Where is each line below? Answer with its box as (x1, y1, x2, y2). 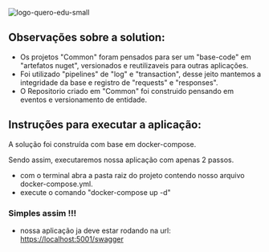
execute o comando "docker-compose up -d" (19, 187, 171, 197)
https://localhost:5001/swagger (19, 234, 124, 244)
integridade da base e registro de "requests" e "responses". (19, 77, 218, 87)
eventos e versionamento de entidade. (19, 95, 148, 104)
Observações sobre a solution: (8, 30, 165, 44)
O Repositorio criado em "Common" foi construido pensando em (19, 86, 234, 96)
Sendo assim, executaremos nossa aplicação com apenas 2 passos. (8, 155, 234, 165)
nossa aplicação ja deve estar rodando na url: (19, 226, 171, 235)
